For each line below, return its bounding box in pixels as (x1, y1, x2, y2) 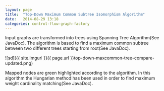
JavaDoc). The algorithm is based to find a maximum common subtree (5, 40, 149, 46)
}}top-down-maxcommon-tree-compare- (70, 55, 155, 61)
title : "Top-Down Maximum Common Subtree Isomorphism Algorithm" (5, 12, 145, 17)
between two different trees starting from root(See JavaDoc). (5, 45, 130, 51)
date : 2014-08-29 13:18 (5, 16, 58, 21)
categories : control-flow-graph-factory (5, 21, 90, 26)
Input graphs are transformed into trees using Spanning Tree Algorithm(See (5, 35, 160, 41)
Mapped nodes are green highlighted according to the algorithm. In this (5, 70, 151, 76)
